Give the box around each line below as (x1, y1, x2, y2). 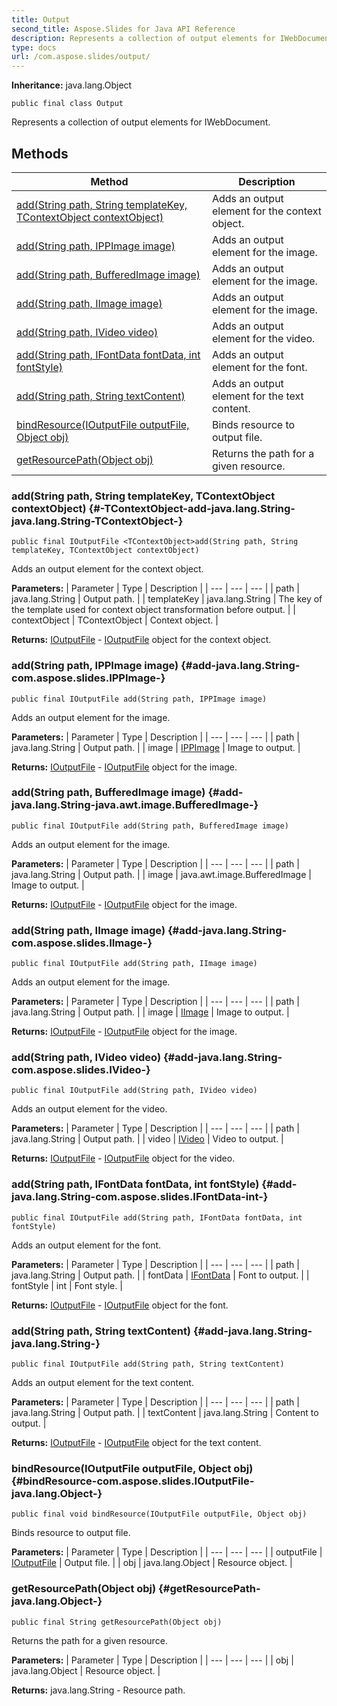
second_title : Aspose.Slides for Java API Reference (11, 24, 236, 34)
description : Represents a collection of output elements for (11, 33, 276, 43)
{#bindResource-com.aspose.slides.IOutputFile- (11, 1474, 255, 1488)
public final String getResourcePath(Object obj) (11, 1617, 223, 1627)
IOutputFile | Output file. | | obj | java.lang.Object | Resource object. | (11, 1557, 293, 1569)
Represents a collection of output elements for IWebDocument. (11, 116, 271, 128)
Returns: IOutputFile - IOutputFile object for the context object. (11, 634, 272, 646)
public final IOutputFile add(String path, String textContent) (11, 1359, 285, 1370)
